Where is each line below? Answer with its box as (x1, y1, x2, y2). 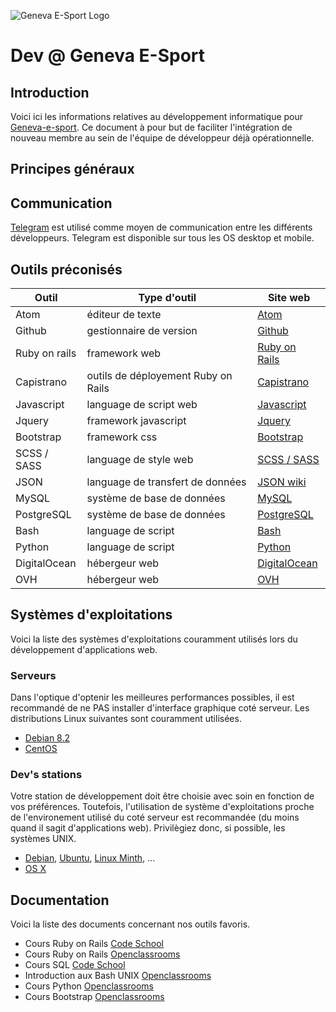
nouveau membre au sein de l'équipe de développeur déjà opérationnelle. (10, 132, 315, 144)
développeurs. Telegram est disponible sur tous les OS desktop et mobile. (10, 232, 315, 244)
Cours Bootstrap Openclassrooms (24, 991, 165, 1003)
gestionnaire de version (86, 324, 198, 338)
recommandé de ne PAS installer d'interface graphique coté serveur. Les (10, 702, 310, 714)
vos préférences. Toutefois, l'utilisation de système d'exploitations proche (10, 801, 315, 813)
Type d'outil (138, 291, 197, 305)
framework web (86, 346, 162, 360)
